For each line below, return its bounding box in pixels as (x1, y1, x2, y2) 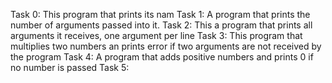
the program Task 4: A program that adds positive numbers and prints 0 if (10, 51, 314, 63)
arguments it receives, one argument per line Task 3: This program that (10, 30, 303, 41)
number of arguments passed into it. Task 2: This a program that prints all (10, 19, 313, 31)
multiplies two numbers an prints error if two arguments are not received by (10, 40, 322, 52)
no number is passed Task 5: (10, 62, 130, 73)
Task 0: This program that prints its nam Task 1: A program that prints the (10, 9, 311, 20)
